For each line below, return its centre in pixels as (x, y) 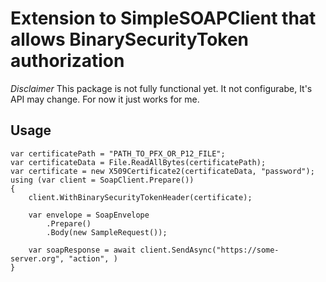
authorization (67, 61)
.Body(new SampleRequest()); (107, 232)
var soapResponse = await (82, 250)
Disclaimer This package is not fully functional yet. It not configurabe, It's (161, 88)
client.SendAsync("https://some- (209, 250)
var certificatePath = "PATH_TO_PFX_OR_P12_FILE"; (118, 153)
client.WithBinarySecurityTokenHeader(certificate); (140, 197)
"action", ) (93, 258)
